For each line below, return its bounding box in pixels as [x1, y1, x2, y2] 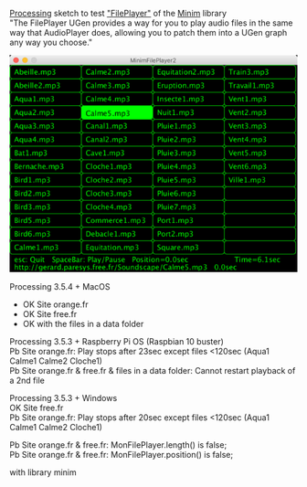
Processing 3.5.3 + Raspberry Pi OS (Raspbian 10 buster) [9, 335, 224, 346]
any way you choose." [9, 37, 93, 48]
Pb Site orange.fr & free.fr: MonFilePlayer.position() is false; [9, 449, 234, 460]
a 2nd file [9, 375, 46, 386]
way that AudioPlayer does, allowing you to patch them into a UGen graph [9, 27, 288, 37]
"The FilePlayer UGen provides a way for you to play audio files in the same [9, 17, 294, 28]
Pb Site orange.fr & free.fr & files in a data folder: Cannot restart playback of [9, 365, 296, 376]
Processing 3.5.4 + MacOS [9, 281, 111, 291]
